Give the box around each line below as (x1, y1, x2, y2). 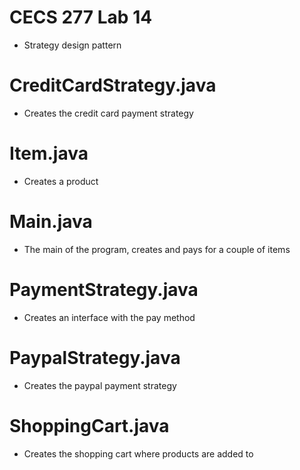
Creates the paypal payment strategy (23, 379, 177, 391)
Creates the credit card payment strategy (23, 107, 194, 119)
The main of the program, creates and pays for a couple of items (23, 243, 291, 255)
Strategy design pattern (23, 39, 122, 51)
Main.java (9, 211, 93, 233)
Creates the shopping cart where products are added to (23, 447, 254, 460)
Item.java (9, 142, 89, 165)
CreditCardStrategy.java (9, 74, 217, 97)
